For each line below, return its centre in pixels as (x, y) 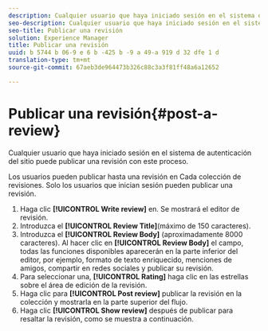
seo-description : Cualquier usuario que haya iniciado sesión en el (124, 23)
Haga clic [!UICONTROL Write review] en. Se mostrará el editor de (130, 208)
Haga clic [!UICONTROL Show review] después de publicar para (126, 310)
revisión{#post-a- (158, 113)
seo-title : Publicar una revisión (66, 30)
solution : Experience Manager (59, 38)
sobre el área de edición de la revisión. (83, 285)
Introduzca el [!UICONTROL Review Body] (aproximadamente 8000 (131, 234)
